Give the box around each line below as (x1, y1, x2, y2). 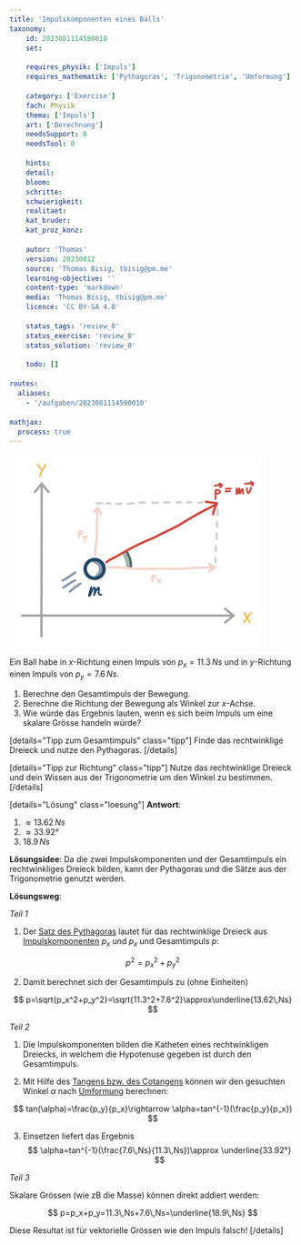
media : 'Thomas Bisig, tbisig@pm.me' (25, 293, 169, 302)
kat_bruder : (25, 216, 71, 226)
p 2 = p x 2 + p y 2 (125, 955, 180, 970)
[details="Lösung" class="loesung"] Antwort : (9, 798, 182, 809)
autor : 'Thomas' (25, 245, 88, 254)
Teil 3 (9, 1172, 30, 1183)
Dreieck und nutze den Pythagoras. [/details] (9, 744, 178, 755)
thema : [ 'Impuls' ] (25, 110, 95, 120)
